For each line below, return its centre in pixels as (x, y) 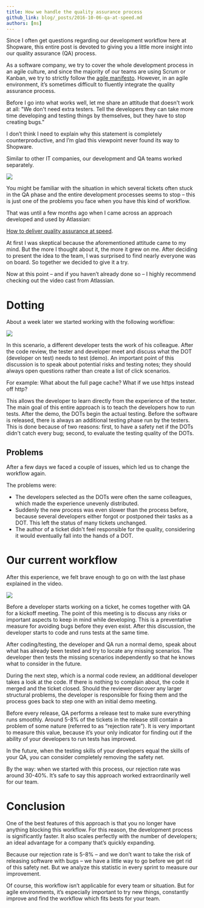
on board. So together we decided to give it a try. (68, 263)
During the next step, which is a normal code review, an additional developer (102, 676)
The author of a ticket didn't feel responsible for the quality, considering (105, 529)
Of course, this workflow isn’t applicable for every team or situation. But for (100, 886)
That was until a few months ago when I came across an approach (89, 213)
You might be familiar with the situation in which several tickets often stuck (100, 188)
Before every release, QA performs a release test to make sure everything (99, 713)
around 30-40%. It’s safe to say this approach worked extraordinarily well (98, 776)
